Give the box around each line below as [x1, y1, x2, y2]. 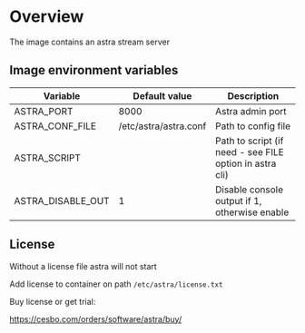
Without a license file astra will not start [9, 260, 157, 271]
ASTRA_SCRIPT [14, 152, 82, 164]
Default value [133, 89, 192, 102]
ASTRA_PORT [14, 104, 74, 117]
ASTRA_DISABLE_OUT [14, 194, 111, 207]
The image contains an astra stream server [9, 36, 171, 47]
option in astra [214, 157, 277, 170]
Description [227, 89, 280, 102]
